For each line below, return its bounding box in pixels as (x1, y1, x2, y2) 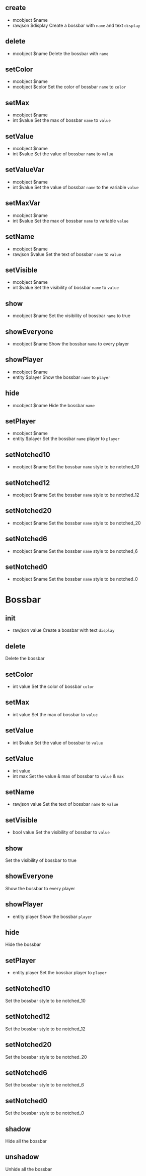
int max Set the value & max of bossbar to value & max (12, 773, 124, 779)
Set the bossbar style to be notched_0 (5, 1110, 84, 1116)
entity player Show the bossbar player (12, 913, 92, 920)
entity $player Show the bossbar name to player (12, 374, 111, 380)
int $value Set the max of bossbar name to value (12, 117, 111, 123)
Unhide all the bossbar (5, 1166, 52, 1172)
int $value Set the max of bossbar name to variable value (12, 217, 129, 224)
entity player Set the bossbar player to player (12, 970, 107, 976)
